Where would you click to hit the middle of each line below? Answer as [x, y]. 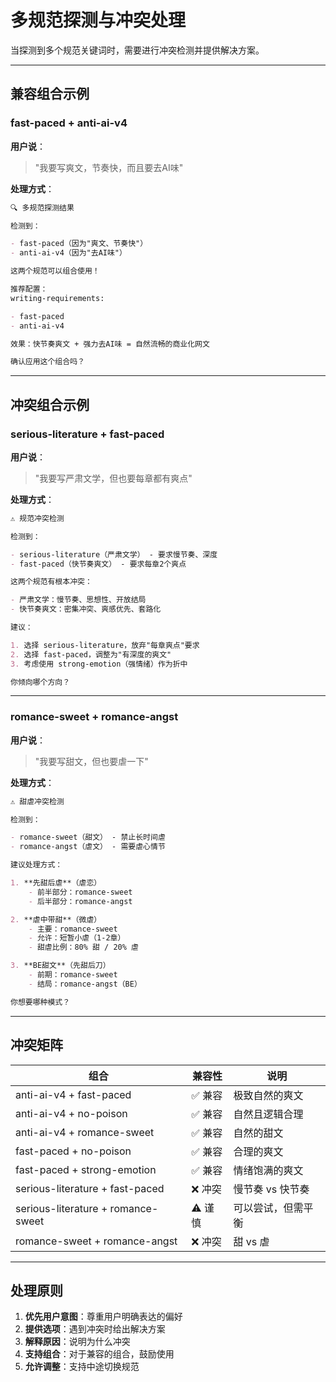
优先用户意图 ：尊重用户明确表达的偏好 [103, 1317]
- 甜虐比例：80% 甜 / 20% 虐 [83, 947]
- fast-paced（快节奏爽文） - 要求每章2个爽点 [98, 564]
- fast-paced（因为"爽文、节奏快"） [79, 244]
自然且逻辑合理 [268, 1114]
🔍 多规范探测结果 [42, 207]
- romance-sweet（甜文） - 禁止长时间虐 [88, 837]
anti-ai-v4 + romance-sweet [85, 1132]
